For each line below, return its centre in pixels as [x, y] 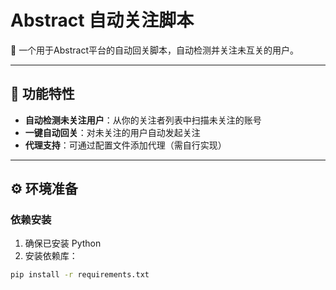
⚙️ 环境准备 [44, 189]
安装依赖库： [51, 256]
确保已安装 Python [63, 243]
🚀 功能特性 [42, 94]
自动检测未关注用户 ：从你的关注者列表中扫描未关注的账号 [143, 120]
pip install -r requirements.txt [80, 275]
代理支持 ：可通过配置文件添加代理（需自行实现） [125, 145]
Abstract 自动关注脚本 [102, 20]
